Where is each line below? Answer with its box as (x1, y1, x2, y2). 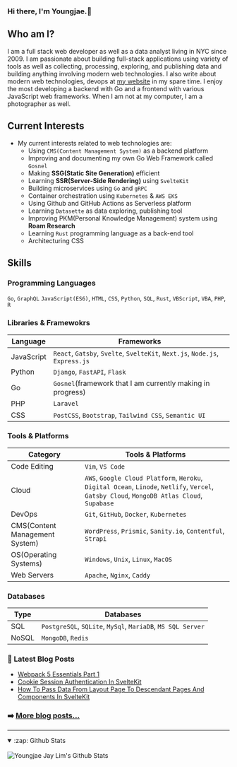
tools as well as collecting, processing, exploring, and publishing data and (7, 62, 222, 70)
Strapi (84, 534, 107, 543)
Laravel (53, 399, 79, 407)
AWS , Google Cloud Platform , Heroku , (84, 473, 203, 483)
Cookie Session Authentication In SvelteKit (17, 678, 142, 686)
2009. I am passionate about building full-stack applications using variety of (7, 54, 229, 63)
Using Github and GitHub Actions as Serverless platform (28, 199, 192, 207)
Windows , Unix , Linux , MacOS (84, 554, 173, 564)
